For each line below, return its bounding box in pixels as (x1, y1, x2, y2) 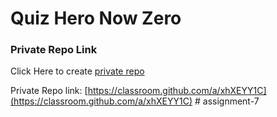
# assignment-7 (194, 95, 260, 107)
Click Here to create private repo (10, 65, 145, 77)
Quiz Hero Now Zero (10, 7, 182, 30)
